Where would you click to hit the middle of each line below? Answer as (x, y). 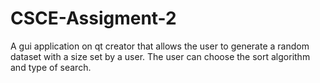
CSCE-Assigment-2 (93, 18)
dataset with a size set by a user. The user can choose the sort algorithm (160, 56)
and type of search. (51, 67)
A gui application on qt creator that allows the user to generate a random (160, 46)
